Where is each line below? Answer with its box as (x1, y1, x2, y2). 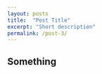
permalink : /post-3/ (7, 29, 68, 37)
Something (7, 55, 57, 67)
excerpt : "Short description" (7, 23, 96, 30)
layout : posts (7, 10, 49, 17)
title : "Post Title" (7, 17, 71, 24)
